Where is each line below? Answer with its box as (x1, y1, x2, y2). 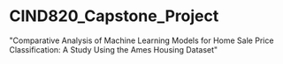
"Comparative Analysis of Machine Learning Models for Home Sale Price (9, 35, 274, 46)
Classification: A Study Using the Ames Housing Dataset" (9, 44, 218, 54)
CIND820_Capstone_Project (9, 6, 219, 26)
